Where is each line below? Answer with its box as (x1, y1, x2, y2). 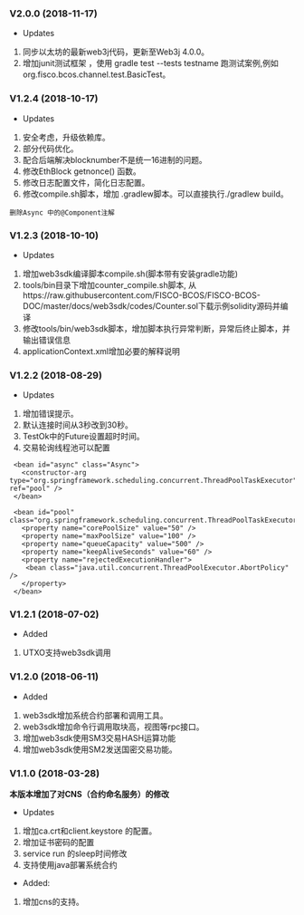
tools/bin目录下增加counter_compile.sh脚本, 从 (22, 279, 197, 290)
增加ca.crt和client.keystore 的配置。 (22, 825, 157, 836)
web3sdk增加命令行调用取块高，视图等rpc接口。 (22, 721, 205, 732)
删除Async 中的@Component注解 (9, 207, 115, 217)
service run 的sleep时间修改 (22, 848, 128, 859)
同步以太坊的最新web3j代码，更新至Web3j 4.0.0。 (22, 46, 210, 57)
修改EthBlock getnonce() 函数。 (22, 166, 142, 177)
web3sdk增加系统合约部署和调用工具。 (22, 709, 169, 720)
